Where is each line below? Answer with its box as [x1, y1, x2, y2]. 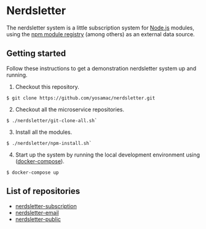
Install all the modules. [15, 128, 73, 136]
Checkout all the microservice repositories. [15, 106, 125, 113]
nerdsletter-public [15, 215, 61, 223]
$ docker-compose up [6, 169, 60, 176]
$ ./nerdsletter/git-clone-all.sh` [6, 117, 98, 123]
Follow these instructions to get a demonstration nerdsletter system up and [6, 64, 197, 72]
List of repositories [6, 186, 81, 196]
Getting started [6, 49, 66, 59]
